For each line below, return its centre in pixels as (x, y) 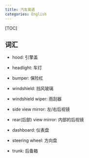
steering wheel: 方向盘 (35, 140)
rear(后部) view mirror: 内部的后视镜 (48, 120)
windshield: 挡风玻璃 (33, 89)
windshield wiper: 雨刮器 (37, 99)
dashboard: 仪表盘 (31, 130)
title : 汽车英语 (20, 10)
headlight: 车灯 (27, 68)
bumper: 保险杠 (27, 78)
